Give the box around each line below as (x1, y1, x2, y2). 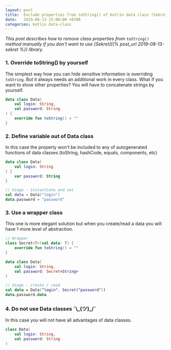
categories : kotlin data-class (5, 21, 72, 27)
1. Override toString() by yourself (5, 59, 89, 66)
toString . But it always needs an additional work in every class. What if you (5, 76, 163, 82)
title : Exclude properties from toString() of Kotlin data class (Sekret (5, 12, 167, 17)
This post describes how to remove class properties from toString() (5, 36, 150, 42)
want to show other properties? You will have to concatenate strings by (5, 82, 154, 88)
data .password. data (5, 292, 47, 298)
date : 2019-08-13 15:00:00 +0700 (5, 17, 81, 22)
